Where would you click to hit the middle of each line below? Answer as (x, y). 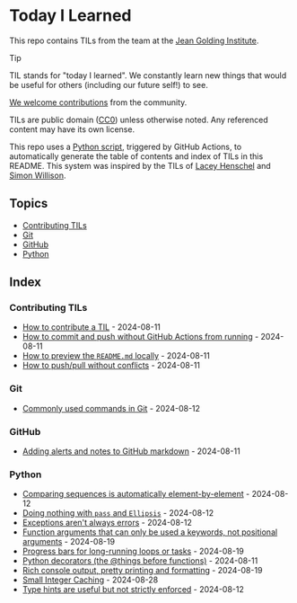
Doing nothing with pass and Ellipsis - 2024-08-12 (118, 513)
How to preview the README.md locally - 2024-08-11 (116, 356)
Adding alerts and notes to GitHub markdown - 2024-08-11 (131, 451)
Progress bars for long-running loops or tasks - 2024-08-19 (133, 551)
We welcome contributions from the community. (98, 102)
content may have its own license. (72, 129)
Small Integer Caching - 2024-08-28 (90, 580)
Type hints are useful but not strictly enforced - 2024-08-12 (133, 590)
